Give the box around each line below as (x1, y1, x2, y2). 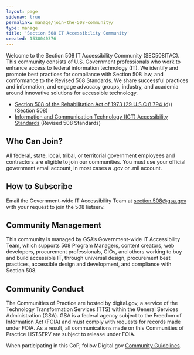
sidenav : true (6, 14, 41, 20)
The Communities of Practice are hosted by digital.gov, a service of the (6, 300, 178, 307)
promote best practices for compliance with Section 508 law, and (6, 71, 164, 77)
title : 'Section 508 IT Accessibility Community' (6, 31, 130, 36)
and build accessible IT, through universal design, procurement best (6, 255, 171, 262)
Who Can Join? (6, 136, 63, 147)
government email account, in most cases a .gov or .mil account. (6, 164, 162, 171)
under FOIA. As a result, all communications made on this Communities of (6, 324, 185, 332)
